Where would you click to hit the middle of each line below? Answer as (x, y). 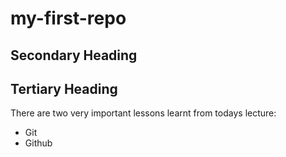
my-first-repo (68, 18)
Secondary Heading (74, 55)
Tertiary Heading (64, 88)
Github (38, 143)
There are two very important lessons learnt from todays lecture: (143, 113)
